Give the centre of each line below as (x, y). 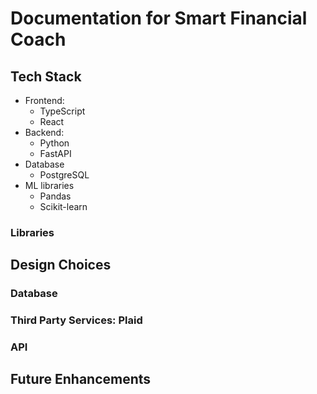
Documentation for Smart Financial (159, 18)
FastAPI (55, 153)
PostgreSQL (64, 175)
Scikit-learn (63, 206)
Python (54, 143)
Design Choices (61, 265)
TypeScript (62, 111)
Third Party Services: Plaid (76, 320)
